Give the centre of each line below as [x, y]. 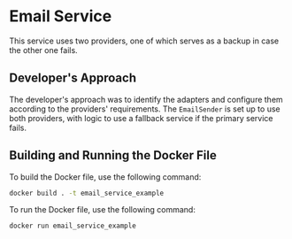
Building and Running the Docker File [113, 155]
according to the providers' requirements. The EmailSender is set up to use [145, 109]
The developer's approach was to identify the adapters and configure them [146, 99]
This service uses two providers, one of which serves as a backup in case [144, 41]
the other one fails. [43, 50]
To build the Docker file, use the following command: [105, 177]
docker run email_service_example [73, 226]
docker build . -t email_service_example [87, 193]
